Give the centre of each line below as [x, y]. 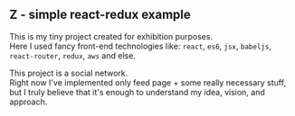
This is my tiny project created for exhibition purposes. [111, 36]
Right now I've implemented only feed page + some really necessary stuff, [148, 82]
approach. [29, 102]
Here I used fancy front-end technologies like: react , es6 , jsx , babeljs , [140, 46]
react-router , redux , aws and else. [72, 55]
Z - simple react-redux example [100, 15]
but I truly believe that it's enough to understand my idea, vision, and [137, 92]
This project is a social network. [69, 73]
